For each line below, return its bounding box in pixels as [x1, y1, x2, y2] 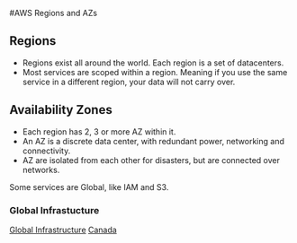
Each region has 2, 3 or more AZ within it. [22, 126, 176, 137]
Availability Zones [9, 102, 112, 117]
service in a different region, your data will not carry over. [22, 76, 236, 87]
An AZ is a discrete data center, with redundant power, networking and [22, 135, 285, 146]
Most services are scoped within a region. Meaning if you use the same [22, 66, 288, 77]
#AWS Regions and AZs [9, 8, 97, 18]
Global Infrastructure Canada [9, 224, 117, 235]
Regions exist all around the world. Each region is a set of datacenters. [22, 57, 284, 68]
